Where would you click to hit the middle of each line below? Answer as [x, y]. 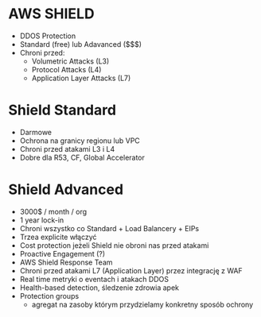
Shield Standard [62, 110]
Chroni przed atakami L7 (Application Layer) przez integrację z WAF [131, 270]
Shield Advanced [66, 189]
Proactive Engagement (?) [62, 253]
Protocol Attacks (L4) [66, 69]
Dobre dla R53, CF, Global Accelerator [82, 157]
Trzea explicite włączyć [58, 237]
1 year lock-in [42, 220]
